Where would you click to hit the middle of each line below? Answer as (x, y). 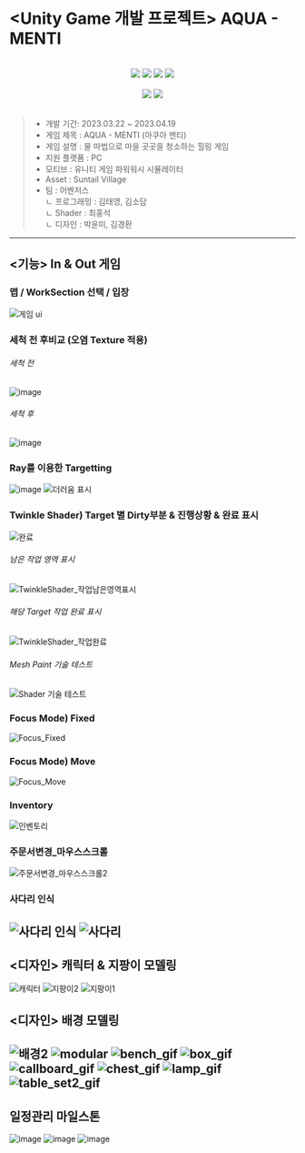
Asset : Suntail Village (86, 179)
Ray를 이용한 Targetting (61, 468)
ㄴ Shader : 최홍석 (78, 212)
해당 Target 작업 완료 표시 (55, 612)
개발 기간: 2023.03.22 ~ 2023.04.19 (110, 123)
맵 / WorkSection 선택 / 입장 (69, 292)
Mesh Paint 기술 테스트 (51, 664)
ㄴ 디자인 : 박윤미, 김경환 (89, 224)
